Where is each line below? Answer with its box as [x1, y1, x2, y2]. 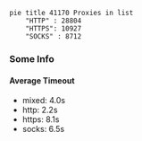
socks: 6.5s [21, 124, 65, 135]
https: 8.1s [21, 114, 60, 125]
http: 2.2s [21, 104, 58, 116]
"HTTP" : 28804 [25, 16, 82, 25]
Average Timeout [9, 75, 75, 85]
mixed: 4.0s [21, 95, 65, 106]
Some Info [9, 52, 55, 65]
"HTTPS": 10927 [25, 24, 82, 33]
